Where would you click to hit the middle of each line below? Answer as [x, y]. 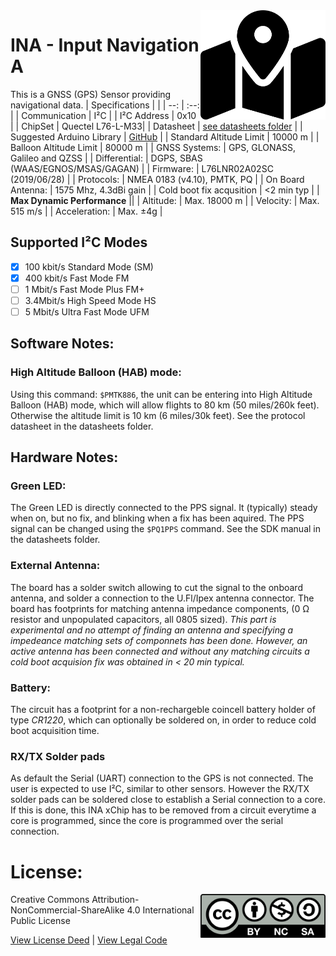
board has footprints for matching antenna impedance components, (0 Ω [160, 608]
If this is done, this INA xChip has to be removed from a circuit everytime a [163, 810]
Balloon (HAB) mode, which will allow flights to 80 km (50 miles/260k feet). [165, 405]
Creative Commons [50, 900]
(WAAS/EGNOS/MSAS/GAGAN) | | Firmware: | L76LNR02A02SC [142, 168]
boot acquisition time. [55, 731]
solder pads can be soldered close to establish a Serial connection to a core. [168, 800]
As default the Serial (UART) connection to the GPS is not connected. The [162, 778]
